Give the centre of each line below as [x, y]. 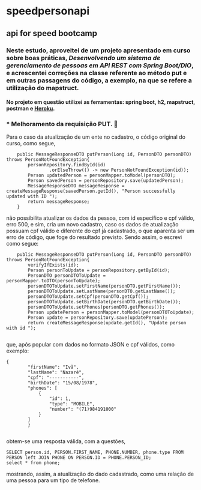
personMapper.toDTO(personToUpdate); [53, 281]
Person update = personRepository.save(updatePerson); [98, 318]
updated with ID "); [32, 196]
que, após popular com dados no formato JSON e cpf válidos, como [91, 345]
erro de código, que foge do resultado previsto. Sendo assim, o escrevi [94, 237]
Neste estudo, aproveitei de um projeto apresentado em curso [98, 50]
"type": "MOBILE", [72, 404]
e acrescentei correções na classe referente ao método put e [97, 73]
